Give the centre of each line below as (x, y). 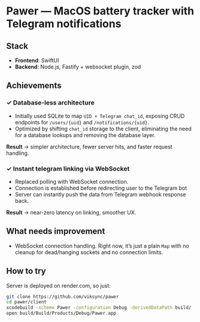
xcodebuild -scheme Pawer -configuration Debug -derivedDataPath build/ (99, 308)
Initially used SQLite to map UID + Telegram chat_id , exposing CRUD (100, 116)
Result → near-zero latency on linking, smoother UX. (71, 212)
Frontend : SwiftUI (37, 60)
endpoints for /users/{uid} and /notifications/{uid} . (82, 122)
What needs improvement (56, 232)
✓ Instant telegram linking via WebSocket (68, 168)
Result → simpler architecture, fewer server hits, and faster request (89, 147)
